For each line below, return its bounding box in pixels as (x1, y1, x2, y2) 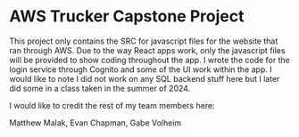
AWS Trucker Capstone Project (9, 6, 245, 27)
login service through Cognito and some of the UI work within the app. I (9, 64, 272, 75)
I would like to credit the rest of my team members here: (9, 100, 216, 110)
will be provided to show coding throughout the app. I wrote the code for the (9, 54, 290, 65)
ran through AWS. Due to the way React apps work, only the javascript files (9, 44, 286, 55)
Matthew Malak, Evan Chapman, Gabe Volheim (9, 117, 182, 128)
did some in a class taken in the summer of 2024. (9, 83, 191, 93)
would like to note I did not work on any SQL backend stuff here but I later (9, 73, 280, 84)
